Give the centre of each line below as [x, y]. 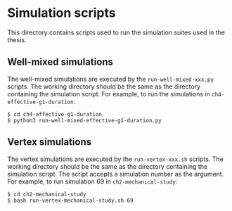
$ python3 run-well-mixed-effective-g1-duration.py [84, 120]
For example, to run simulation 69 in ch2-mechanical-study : [92, 181]
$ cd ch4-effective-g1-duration [54, 114]
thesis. [17, 39]
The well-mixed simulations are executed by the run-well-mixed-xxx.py [111, 79]
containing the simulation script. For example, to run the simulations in [109, 94]
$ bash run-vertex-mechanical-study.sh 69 [70, 200]
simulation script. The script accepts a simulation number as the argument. [116, 174]
